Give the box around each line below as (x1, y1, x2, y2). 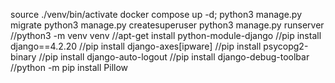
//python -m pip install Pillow (10, 62, 129, 73)
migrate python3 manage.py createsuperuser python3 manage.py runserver (10, 19, 325, 31)
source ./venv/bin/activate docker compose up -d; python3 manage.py (10, 9, 302, 20)
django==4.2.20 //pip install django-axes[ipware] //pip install (10, 40, 262, 52)
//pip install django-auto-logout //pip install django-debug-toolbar (38, 51, 310, 63)
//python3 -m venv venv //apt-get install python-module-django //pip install (10, 30, 322, 41)
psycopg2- (263, 40, 309, 52)
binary (10, 51, 37, 63)
